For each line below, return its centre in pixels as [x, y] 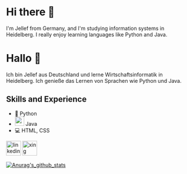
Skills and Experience [46, 99]
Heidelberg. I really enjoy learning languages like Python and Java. [87, 34]
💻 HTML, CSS [32, 130]
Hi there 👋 [30, 12]
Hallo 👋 [24, 58]
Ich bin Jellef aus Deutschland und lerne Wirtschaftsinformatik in [84, 74]
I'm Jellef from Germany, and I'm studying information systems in [85, 28]
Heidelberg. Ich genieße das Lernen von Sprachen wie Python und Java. [94, 81]
